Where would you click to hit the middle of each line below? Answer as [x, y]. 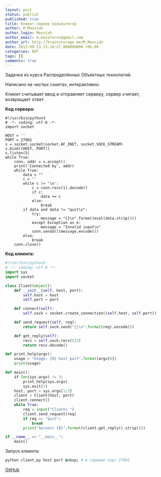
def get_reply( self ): [36, 336]
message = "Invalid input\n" [71, 227]
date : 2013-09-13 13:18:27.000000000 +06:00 [52, 47]
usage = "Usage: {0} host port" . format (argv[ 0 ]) [65, 359]
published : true [22, 19]
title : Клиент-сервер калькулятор [41, 24]
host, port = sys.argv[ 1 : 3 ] [43, 391]
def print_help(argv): [29, 354]
